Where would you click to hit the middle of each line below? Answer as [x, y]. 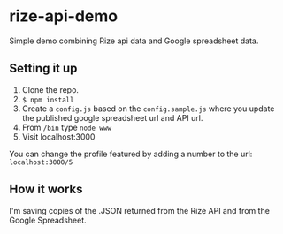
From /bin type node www [67, 127]
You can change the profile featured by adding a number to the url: [131, 154]
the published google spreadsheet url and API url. [112, 117]
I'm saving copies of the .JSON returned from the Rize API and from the [139, 210]
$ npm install [48, 100]
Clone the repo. [50, 89]
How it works [46, 189]
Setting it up [43, 68]
